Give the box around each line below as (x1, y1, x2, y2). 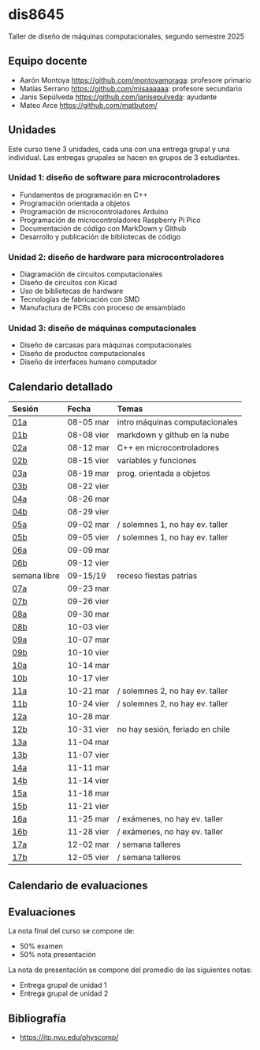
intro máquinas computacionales (117, 417, 238, 428)
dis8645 (8, 6, 65, 24)
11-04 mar (67, 736, 110, 748)
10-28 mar (67, 711, 110, 722)
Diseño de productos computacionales (19, 349, 146, 358)
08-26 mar (67, 494, 110, 505)
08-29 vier (67, 506, 110, 518)
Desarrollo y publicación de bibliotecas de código (19, 232, 181, 241)
